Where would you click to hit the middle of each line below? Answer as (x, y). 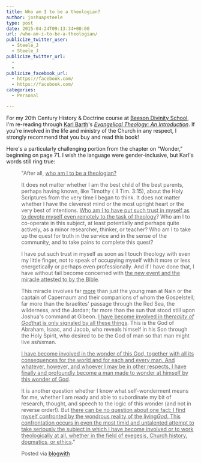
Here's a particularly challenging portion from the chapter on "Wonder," (94, 148)
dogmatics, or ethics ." (48, 441)
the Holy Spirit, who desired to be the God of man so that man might (106, 335)
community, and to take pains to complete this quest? (87, 242)
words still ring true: (31, 161)
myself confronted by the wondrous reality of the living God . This (101, 416)
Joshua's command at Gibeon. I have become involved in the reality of (108, 316)
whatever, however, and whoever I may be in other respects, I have (104, 366)
